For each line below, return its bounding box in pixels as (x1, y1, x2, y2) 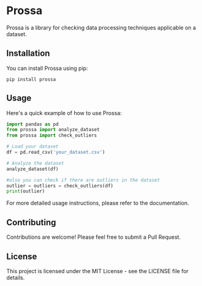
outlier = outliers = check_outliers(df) (6, 183, 114, 189)
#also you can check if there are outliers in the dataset (6, 177, 160, 183)
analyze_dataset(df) (6, 166, 59, 172)
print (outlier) (6, 188, 45, 195)
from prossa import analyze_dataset (6, 127, 100, 133)
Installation (6, 48, 50, 59)
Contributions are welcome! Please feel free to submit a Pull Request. (6, 233, 181, 241)
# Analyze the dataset (6, 160, 64, 166)
